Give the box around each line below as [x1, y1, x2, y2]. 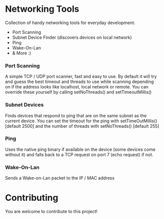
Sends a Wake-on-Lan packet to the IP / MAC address [5, 175, 115, 181]
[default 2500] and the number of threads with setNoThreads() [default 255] [5, 123, 160, 129]
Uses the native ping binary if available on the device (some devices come [5, 146, 156, 152]
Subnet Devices [5, 102, 44, 109]
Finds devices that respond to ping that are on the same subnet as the [5, 112, 147, 118]
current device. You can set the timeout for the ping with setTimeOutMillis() [5, 118, 158, 124]
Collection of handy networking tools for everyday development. [5, 20, 136, 26]
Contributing [5, 192, 58, 203]
